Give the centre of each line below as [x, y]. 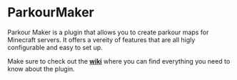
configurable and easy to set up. [55, 47]
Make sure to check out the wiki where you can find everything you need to [119, 61]
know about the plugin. [41, 69]
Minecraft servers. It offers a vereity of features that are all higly [101, 39]
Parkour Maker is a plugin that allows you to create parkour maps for [108, 32]
